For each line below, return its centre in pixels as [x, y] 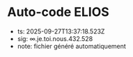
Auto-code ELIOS [58, 12]
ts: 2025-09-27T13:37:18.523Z [61, 31]
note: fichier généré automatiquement [72, 46]
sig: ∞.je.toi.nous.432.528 [55, 38]
